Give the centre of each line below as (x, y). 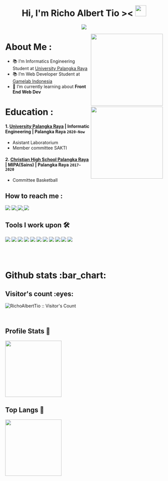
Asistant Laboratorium (35, 143)
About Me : (28, 47)
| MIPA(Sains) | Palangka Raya (37, 165)
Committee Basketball (35, 180)
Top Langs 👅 (25, 410)
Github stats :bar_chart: (56, 276)
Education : (29, 112)
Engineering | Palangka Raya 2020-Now (45, 131)
